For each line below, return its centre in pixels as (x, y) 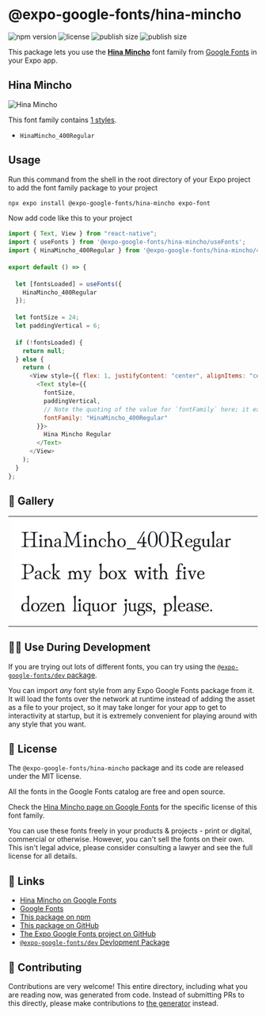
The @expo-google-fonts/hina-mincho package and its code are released (126, 768)
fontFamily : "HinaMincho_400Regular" (106, 418)
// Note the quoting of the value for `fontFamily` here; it (146, 409)
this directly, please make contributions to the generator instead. (114, 1003)
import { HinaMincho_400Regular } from (74, 251)
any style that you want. (47, 724)
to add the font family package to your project (83, 187)
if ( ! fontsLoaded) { (49, 343)
